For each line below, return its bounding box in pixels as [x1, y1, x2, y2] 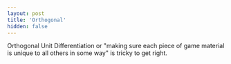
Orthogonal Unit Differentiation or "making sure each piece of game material [7, 42, 225, 50]
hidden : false [7, 23, 48, 30]
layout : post [7, 10, 45, 17]
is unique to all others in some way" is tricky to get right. [7, 49, 168, 57]
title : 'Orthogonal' [7, 17, 67, 23]
